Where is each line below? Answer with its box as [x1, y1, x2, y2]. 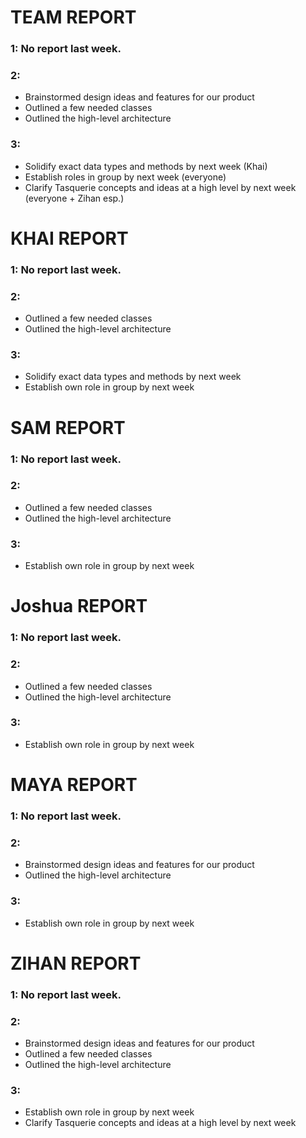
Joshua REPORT [10, 595, 148, 618]
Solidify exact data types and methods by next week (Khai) [24, 160, 268, 172]
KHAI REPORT [10, 227, 129, 250]
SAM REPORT [10, 416, 126, 439]
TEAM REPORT [10, 6, 137, 29]
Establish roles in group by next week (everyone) [24, 171, 227, 183]
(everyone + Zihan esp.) [24, 192, 125, 204]
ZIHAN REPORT [10, 952, 142, 975]
